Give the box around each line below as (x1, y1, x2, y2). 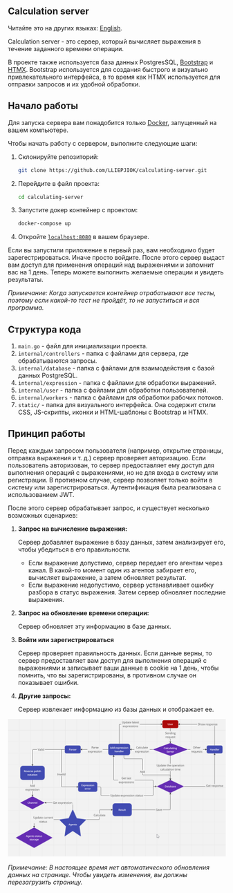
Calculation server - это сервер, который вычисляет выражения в (8, 37, 201, 46)
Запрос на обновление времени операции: (17, 608, 149, 617)
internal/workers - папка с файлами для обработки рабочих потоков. (17, 393, 223, 402)
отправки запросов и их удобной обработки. (8, 79, 140, 88)
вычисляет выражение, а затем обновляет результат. (28, 573, 187, 581)
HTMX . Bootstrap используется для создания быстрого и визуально (8, 65, 208, 73)
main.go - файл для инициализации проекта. (17, 342, 148, 350)
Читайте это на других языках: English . (8, 23, 123, 32)
